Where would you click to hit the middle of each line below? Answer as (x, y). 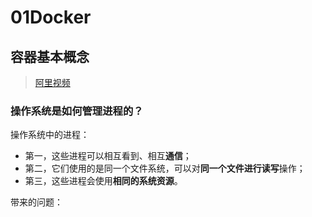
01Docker (51, 17)
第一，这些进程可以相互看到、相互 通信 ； (108, 156)
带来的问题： (36, 202)
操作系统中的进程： (50, 135)
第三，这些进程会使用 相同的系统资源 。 (103, 181)
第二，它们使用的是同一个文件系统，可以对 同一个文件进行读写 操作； (165, 168)
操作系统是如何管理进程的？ (77, 111)
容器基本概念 (50, 56)
